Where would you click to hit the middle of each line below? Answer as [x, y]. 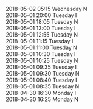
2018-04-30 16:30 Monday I [41, 93]
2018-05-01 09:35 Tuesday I [41, 67]
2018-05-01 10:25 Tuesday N [42, 61]
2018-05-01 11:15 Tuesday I [40, 41]
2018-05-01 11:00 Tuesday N [41, 47]
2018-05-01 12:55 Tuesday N [42, 35]
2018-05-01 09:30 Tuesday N [43, 73]
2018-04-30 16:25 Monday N [42, 99]
